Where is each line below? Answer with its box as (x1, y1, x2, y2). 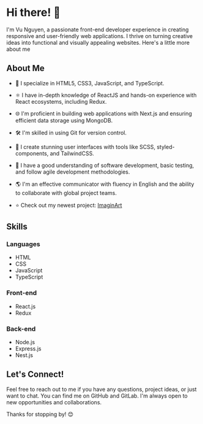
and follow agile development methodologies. (15, 168, 130, 175)
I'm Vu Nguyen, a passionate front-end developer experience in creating (6, 26, 189, 33)
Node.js (15, 339, 35, 346)
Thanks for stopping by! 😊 (6, 411, 74, 418)
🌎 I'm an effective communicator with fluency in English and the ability (15, 180, 194, 188)
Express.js (15, 345, 42, 352)
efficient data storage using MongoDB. (15, 117, 113, 124)
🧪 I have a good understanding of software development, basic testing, (15, 161, 194, 169)
